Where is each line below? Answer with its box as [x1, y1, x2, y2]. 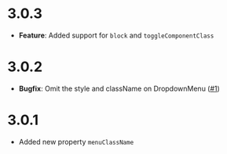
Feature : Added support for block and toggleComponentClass [18, 30, 214, 40]
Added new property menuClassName [18, 137, 134, 146]
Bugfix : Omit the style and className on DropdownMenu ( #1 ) [18, 84, 221, 93]
